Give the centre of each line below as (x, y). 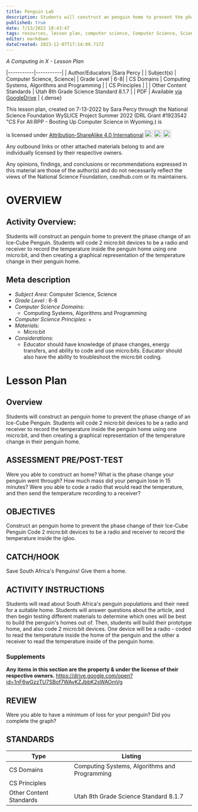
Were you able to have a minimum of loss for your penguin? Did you (88, 715)
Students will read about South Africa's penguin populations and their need (98, 604)
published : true (26, 22)
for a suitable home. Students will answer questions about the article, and (95, 610)
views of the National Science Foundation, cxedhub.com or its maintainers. (97, 176)
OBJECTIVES (31, 512)
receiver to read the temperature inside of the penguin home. (80, 641)
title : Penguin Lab (30, 11)
